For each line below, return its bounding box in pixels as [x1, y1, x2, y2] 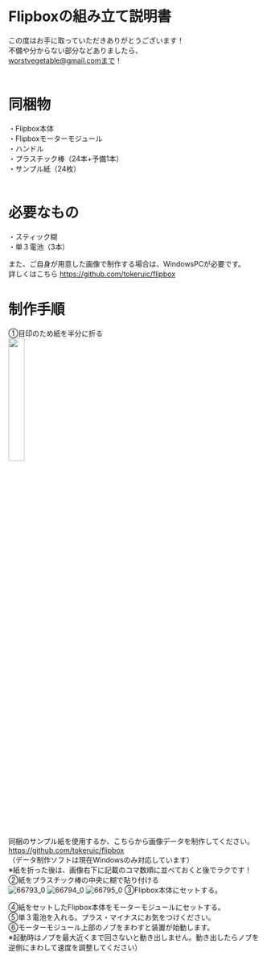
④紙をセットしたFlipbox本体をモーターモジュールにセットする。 [8, 902, 225, 912]
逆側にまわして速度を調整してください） [8, 942, 142, 952]
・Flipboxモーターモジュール [8, 134, 103, 143]
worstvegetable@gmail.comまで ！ [8, 56, 122, 65]
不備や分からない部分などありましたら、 [8, 45, 142, 55]
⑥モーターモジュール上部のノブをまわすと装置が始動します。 [8, 922, 215, 932]
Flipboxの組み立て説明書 [8, 7, 171, 26]
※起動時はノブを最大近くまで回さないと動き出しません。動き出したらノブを [8, 932, 260, 942]
